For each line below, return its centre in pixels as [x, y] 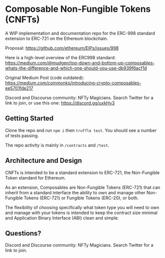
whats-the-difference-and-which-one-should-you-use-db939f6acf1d [76, 68]
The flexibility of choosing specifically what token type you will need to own [82, 207]
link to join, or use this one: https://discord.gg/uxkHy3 [60, 103]
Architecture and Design [44, 161]
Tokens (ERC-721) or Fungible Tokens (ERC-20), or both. [82, 198]
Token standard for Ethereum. [35, 178]
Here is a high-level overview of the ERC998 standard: [61, 57]
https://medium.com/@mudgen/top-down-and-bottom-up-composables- [80, 63]
